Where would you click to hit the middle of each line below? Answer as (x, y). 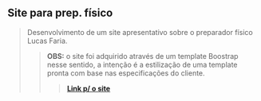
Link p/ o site (89, 88)
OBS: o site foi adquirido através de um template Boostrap (142, 56)
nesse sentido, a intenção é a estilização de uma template (142, 64)
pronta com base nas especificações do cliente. (126, 73)
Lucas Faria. (47, 41)
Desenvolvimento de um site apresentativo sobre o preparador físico (140, 32)
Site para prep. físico (60, 13)
